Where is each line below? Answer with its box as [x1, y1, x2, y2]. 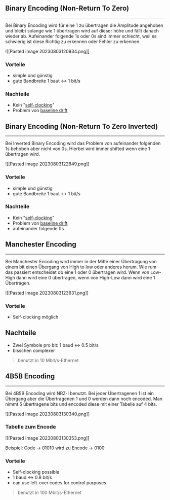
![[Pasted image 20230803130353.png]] [5, 435, 90, 441]
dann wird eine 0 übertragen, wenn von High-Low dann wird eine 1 [16, 274, 155, 280]
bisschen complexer [12, 347, 55, 353]
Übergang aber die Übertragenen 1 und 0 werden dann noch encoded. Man [5, 396, 163, 402]
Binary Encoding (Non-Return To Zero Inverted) [5, 122, 158, 131]
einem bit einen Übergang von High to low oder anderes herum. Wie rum [5, 264, 157, 270]
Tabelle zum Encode [5, 423, 56, 431]
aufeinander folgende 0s [12, 225, 64, 231]
